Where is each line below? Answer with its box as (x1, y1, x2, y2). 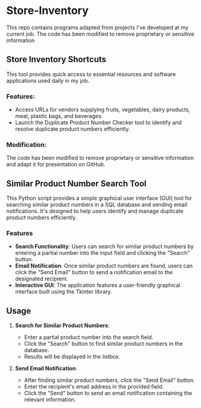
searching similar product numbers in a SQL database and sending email (6, 201, 188, 209)
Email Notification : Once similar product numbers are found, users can (15, 262, 193, 269)
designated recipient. (15, 275, 68, 283)
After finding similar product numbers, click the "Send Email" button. (24, 376, 195, 384)
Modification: (6, 140, 47, 149)
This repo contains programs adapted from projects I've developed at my (6, 24, 189, 31)
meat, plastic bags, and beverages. (15, 112, 103, 120)
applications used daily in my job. (6, 77, 90, 84)
